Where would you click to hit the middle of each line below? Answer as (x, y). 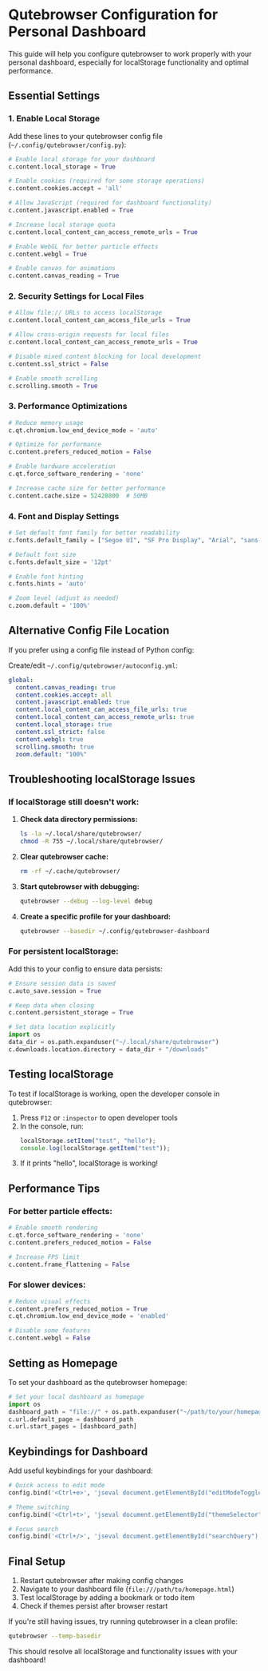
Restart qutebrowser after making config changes (101, 1581)
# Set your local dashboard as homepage (77, 1397)
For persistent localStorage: (64, 951)
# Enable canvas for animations (62, 268)
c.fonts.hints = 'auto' (48, 584)
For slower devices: (47, 1285)
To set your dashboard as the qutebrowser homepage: (98, 1382)
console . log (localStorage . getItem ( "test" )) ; (95, 1148)
